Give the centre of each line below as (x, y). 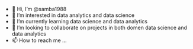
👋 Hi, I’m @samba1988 (39, 9)
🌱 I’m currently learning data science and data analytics (80, 21)
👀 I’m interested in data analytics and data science (73, 15)
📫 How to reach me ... (39, 40)
